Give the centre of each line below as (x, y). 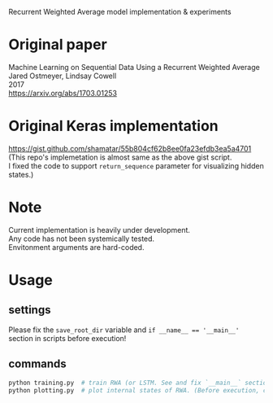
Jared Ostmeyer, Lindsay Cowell (63, 76)
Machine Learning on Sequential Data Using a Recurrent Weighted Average (134, 67)
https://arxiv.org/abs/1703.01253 (63, 93)
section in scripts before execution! (67, 338)
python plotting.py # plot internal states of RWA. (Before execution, (134, 390)
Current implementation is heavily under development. (100, 230)
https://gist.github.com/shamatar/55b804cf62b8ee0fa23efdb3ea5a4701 (130, 148)
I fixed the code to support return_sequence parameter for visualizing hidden (136, 165)
